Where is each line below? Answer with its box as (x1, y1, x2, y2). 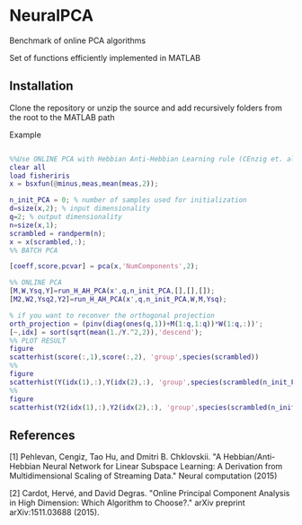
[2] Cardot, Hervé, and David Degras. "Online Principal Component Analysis (9, 488, 290, 499)
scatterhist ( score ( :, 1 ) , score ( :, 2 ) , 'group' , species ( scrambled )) (9, 353, 260, 362)
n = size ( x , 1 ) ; (9, 221, 58, 230)
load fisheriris (9, 171, 70, 180)
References (9, 427, 75, 442)
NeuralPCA (9, 5, 94, 26)
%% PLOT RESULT (9, 336, 67, 346)
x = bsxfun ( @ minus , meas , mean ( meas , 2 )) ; (9, 179, 159, 188)
